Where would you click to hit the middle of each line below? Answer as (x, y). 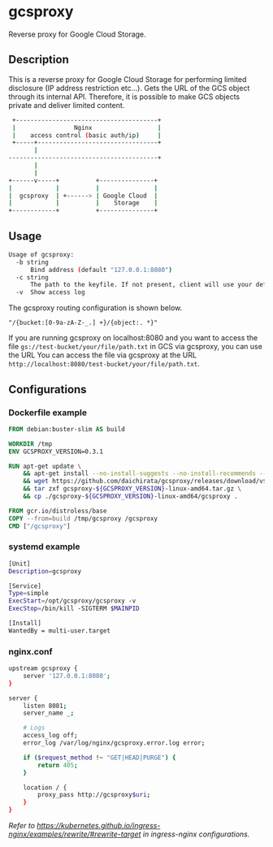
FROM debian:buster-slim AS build (67, 429)
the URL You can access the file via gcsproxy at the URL (103, 355)
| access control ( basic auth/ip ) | (87, 135)
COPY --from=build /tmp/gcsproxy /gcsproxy (83, 518)
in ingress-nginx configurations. (196, 834)
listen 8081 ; (45, 706)
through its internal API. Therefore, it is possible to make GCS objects (124, 97)
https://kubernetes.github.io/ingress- (98, 826)
